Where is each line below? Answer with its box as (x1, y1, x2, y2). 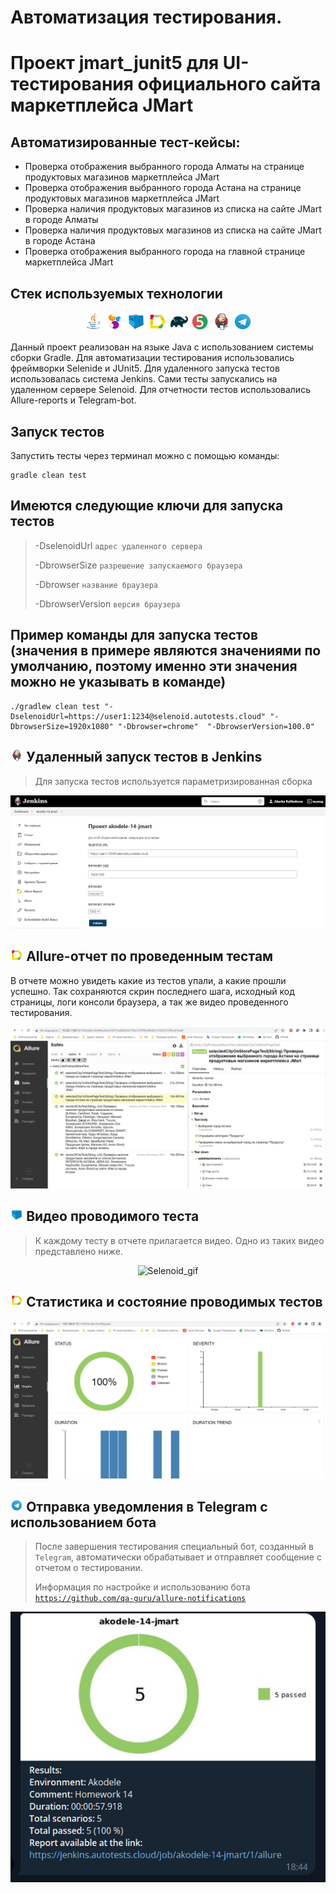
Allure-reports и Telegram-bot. (10, 394, 137, 406)
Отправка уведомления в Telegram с (26, 1498, 268, 1515)
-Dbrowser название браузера (34, 578, 159, 590)
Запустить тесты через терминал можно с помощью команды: (10, 450, 280, 462)
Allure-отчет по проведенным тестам (26, 948, 274, 965)
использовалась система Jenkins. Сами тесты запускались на (10, 373, 278, 385)
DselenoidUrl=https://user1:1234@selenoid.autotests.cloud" (10, 711, 267, 721)
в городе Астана (24, 235, 96, 247)
